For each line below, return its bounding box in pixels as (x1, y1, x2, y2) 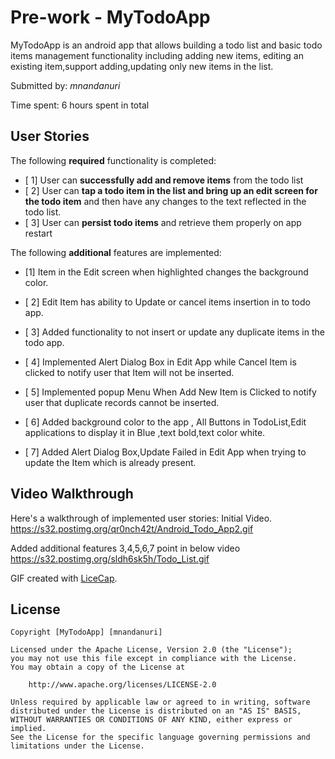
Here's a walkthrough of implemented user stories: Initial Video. (10, 512, 273, 524)
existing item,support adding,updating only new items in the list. (10, 60, 274, 72)
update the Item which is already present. (24, 456, 197, 468)
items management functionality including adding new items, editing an (10, 49, 304, 61)
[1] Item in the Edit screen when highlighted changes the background (24, 266, 309, 278)
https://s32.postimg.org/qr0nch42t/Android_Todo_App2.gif (10, 522, 254, 535)
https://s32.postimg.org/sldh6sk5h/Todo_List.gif (10, 552, 210, 565)
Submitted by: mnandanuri (10, 79, 121, 91)
